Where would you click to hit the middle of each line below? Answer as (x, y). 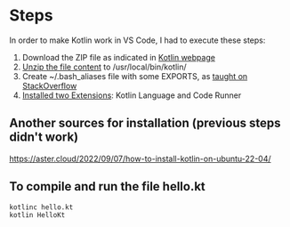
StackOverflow (49, 85)
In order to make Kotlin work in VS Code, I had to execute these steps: (137, 40)
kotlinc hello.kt (41, 207)
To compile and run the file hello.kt (108, 186)
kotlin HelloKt (37, 215)
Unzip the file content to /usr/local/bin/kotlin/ (104, 67)
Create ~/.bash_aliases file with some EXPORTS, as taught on (135, 76)
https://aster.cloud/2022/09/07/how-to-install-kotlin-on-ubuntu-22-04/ (140, 158)
